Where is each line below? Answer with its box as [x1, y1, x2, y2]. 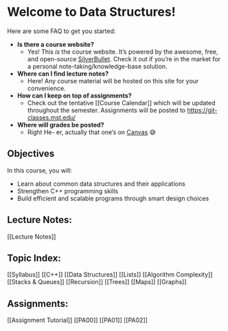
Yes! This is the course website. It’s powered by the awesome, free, [27, 47, 218, 56]
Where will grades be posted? [16, 120, 104, 129]
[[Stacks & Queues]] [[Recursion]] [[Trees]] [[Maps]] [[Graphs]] [7, 278, 187, 286]
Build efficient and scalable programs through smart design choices [16, 194, 209, 202]
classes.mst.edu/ [27, 113, 76, 121]
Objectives [7, 148, 55, 160]
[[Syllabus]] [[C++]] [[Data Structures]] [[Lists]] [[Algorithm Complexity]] [7, 270, 213, 279]
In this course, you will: [7, 166, 72, 174]
